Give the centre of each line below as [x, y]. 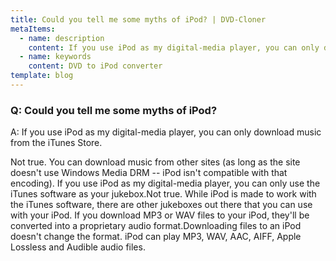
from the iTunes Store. [56, 143]
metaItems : [33, 29]
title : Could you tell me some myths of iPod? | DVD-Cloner [138, 19]
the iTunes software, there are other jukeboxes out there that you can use [161, 205]
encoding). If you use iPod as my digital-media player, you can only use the [165, 183]
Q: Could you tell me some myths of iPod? [114, 110]
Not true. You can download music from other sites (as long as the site [155, 162]
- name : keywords [55, 57]
